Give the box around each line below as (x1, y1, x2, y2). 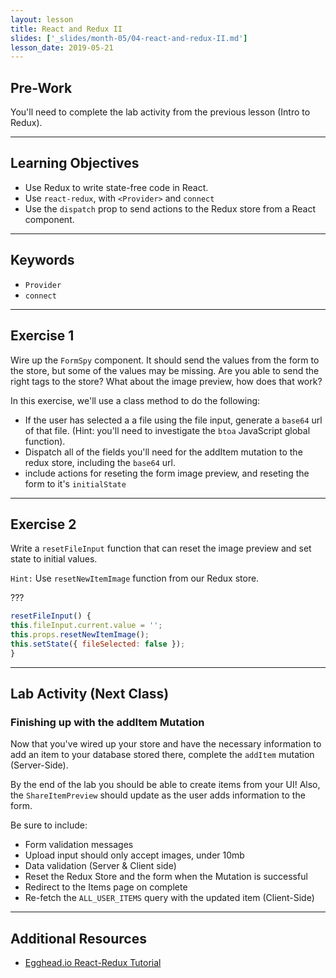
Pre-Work (10, 79, 73, 96)
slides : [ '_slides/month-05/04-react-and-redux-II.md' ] (10, 33, 248, 43)
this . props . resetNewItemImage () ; (10, 630, 150, 640)
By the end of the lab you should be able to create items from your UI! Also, (10, 779, 321, 791)
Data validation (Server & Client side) (24, 860, 177, 872)
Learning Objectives (10, 155, 140, 172)
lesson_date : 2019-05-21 (10, 42, 114, 53)
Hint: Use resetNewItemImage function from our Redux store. (10, 572, 260, 585)
